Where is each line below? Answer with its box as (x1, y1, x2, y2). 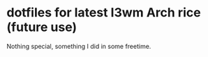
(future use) (6, 19, 77, 35)
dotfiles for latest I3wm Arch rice (6, 5, 201, 21)
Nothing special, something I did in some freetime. (6, 42, 151, 50)
